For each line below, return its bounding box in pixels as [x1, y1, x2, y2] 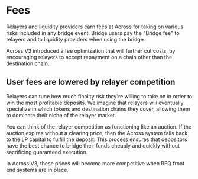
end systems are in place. [6, 166, 69, 173]
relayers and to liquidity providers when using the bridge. [6, 36, 145, 43]
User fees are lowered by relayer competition [6, 77, 176, 87]
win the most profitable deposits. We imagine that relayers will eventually [6, 99, 184, 106]
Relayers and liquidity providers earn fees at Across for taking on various [6, 23, 184, 30]
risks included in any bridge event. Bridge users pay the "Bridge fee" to [6, 29, 180, 36]
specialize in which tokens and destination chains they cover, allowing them [6, 105, 190, 113]
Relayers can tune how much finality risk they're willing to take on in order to [6, 92, 193, 100]
